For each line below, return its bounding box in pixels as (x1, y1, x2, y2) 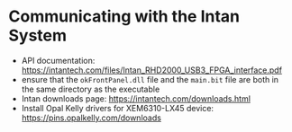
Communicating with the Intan (8, 6, 241, 27)
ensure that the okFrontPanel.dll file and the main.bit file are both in (21, 74, 279, 84)
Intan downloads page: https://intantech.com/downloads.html (21, 92, 251, 104)
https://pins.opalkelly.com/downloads (21, 112, 161, 123)
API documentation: (21, 55, 96, 66)
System (8, 25, 68, 46)
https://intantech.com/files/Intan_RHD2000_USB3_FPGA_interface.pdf (21, 65, 283, 75)
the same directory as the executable (21, 84, 160, 94)
